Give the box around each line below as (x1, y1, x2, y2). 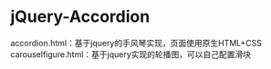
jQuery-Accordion (10, 6, 151, 27)
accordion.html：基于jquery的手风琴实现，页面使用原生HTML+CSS (10, 37, 263, 48)
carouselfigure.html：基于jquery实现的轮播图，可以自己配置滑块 (10, 48, 252, 60)
